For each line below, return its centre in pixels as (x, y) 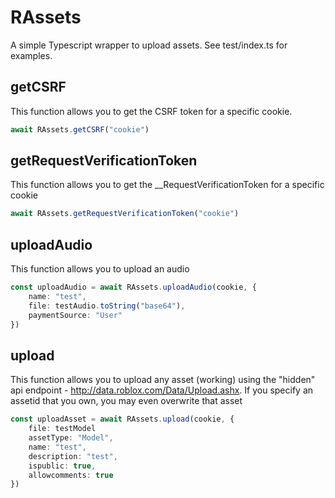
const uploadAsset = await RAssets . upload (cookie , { (122, 419)
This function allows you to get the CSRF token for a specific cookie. (151, 111)
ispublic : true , (62, 466)
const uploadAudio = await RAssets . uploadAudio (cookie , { (133, 287)
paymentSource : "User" (75, 315)
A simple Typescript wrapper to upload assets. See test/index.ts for (149, 45)
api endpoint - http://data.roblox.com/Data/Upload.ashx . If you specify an (162, 390)
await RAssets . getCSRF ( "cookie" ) (80, 129)
